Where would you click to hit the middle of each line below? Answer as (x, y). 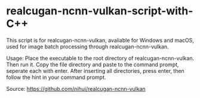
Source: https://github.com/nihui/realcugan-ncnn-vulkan (76, 88)
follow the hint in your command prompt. (56, 77)
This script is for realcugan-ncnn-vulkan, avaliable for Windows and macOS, (100, 40)
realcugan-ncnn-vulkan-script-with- (100, 11)
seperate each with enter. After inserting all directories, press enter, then (96, 71)
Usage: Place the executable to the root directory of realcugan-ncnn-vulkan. (100, 58)
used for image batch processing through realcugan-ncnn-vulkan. (87, 47)
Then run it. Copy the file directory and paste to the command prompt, (93, 65)
